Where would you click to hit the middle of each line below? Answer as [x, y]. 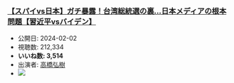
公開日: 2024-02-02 [47, 38]
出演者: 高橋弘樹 [41, 65]
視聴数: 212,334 [41, 47]
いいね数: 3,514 [41, 56]
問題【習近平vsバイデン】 [52, 21]
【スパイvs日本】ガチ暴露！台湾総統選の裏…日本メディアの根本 [117, 11]
